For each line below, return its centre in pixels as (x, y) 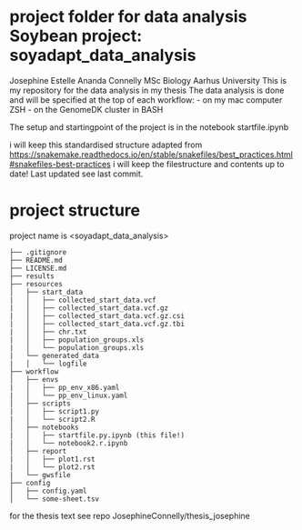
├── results (32, 276)
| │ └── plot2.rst (52, 467)
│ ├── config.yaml (49, 491)
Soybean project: (76, 36)
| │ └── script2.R (52, 419)
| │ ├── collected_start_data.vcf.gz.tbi (97, 324)
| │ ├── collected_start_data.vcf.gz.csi (97, 315)
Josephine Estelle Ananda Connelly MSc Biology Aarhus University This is (148, 80)
